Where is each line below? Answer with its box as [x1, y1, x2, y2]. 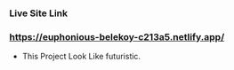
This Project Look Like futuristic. [21, 51, 141, 62]
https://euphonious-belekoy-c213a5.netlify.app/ [9, 30, 225, 43]
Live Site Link [9, 7, 69, 19]
